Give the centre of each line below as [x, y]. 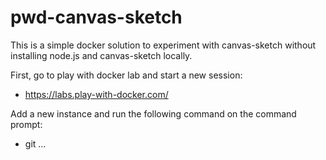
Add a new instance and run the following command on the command [153, 113]
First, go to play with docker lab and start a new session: [126, 75]
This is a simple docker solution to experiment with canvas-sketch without [163, 45]
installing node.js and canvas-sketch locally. [101, 55]
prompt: [26, 124]
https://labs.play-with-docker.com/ [96, 94]
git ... [35, 143]
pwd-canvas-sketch [96, 17]
